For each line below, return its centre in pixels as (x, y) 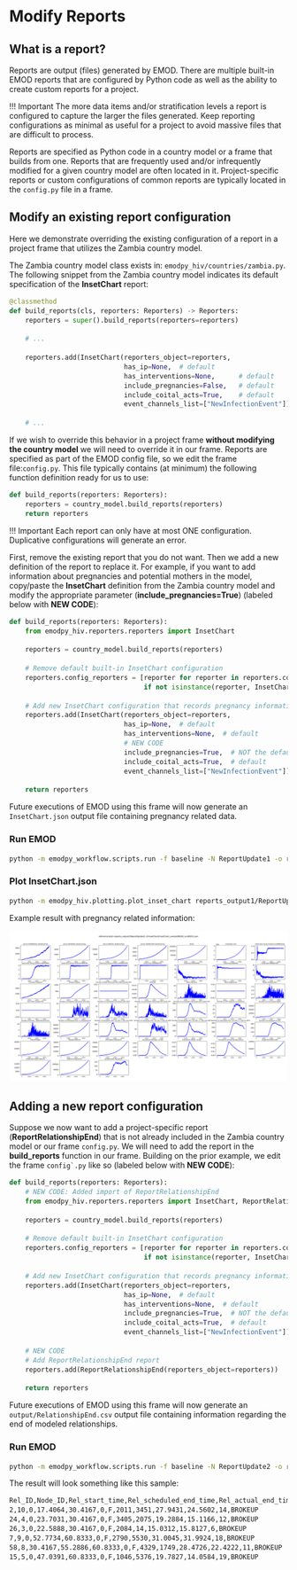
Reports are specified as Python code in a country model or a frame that (141, 152)
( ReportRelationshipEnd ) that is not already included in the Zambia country (147, 1137)
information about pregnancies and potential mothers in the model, (131, 576)
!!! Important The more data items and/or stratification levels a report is (138, 106)
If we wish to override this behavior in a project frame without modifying (142, 440)
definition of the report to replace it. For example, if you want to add (133, 566)
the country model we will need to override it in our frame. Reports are (138, 449)
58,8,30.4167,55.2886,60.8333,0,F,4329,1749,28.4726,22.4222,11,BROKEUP (146, 1547)
